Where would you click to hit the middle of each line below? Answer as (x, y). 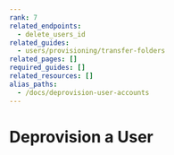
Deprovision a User (81, 137)
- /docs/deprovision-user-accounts (83, 92)
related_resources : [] (51, 76)
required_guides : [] (48, 68)
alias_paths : (33, 84)
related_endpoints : (46, 26)
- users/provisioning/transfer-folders (91, 51)
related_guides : (39, 43)
